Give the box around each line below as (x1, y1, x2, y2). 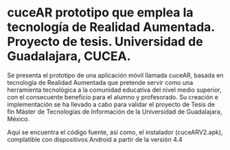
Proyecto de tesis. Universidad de (7, 34, 204, 49)
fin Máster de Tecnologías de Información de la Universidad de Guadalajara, (7, 108, 222, 116)
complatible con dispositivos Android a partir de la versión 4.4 (7, 135, 183, 143)
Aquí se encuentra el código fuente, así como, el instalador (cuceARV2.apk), (7, 128, 223, 136)
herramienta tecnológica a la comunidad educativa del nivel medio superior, (7, 86, 222, 94)
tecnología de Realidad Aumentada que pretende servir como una (7, 78, 194, 86)
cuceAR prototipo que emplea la (7, 5, 194, 21)
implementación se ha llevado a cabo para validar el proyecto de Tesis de (7, 100, 215, 108)
